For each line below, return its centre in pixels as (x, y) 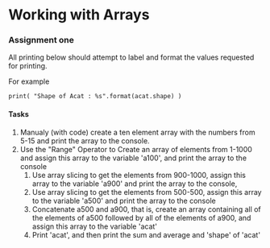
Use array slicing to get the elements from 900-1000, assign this (139, 175)
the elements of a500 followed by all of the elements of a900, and (141, 217)
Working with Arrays (79, 15)
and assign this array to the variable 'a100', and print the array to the (133, 158)
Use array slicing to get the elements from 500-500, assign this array (147, 192)
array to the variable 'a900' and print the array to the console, (135, 184)
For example (29, 81)
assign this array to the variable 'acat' (95, 226)
